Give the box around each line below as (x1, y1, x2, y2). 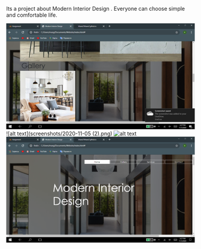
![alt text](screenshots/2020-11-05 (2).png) (6, 130, 112, 137)
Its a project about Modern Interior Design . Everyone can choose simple (6, 5, 185, 12)
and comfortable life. (6, 11, 58, 19)
